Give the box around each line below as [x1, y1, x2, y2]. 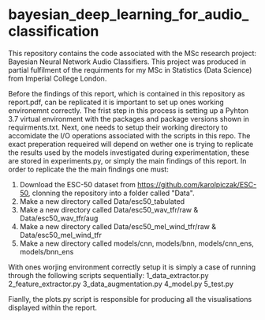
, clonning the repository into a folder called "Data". [28, 188, 195, 198]
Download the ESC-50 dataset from [19, 179, 136, 189]
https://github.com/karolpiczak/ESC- [137, 179, 257, 189]
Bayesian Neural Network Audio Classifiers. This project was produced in [8, 57, 247, 66]
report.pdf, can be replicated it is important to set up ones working [8, 97, 225, 107]
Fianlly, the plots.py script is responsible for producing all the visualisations [8, 294, 252, 303]
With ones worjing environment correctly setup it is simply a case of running [8, 262, 256, 272]
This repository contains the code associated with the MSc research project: [8, 48, 257, 58]
